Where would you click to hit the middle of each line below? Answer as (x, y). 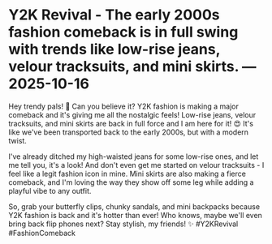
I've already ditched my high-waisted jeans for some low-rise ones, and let (134, 156)
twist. (17, 140)
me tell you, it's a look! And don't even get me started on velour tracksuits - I (136, 165)
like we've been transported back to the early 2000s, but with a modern (129, 132)
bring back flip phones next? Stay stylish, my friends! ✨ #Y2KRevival (123, 224)
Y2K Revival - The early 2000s (114, 15)
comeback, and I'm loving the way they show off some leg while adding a (131, 182)
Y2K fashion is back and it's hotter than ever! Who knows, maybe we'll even (135, 215)
